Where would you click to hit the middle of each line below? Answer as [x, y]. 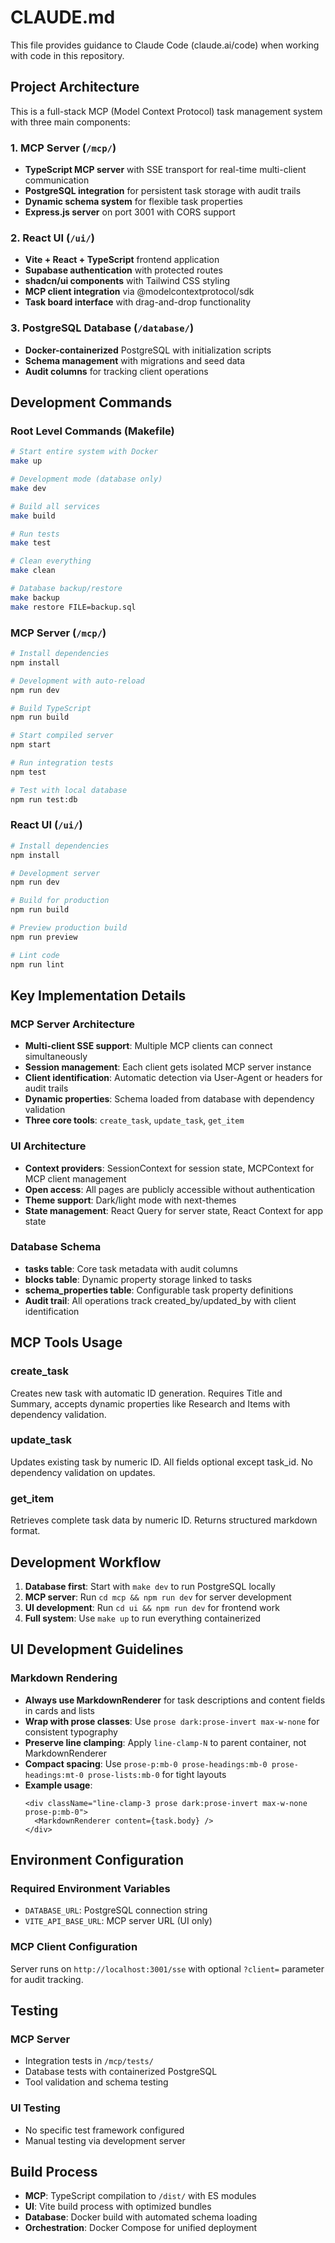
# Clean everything [51, 561]
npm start [31, 745]
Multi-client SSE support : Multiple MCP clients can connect [148, 1046]
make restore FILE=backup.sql [73, 607]
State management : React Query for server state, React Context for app [174, 1210]
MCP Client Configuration [74, 1947]
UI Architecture [48, 1146]
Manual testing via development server [105, 2140]
